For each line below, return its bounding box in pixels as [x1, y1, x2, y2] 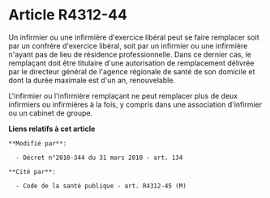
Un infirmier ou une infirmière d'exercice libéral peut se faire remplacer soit [8, 32, 259, 42]
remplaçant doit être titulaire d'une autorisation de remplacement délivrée [8, 58, 255, 68]
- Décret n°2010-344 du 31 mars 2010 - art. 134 [15, 154, 183, 162]
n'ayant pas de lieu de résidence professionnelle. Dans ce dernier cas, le [8, 49, 252, 59]
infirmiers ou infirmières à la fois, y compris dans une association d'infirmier [8, 99, 263, 109]
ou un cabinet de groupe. [8, 107, 93, 118]
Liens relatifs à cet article [8, 124, 96, 133]
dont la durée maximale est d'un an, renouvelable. [8, 75, 176, 85]
